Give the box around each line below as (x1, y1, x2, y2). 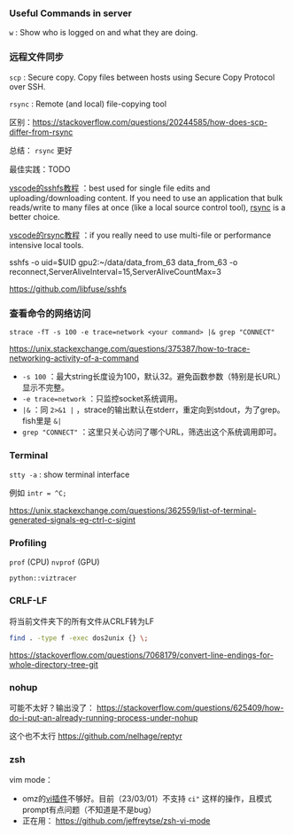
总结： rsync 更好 (9, 144, 73, 155)
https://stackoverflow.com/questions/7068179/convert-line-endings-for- (9, 650, 275, 660)
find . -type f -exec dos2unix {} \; (9, 633, 149, 643)
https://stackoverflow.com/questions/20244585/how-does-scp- (32, 116, 268, 127)
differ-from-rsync (9, 127, 73, 137)
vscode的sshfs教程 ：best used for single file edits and (9, 183, 211, 193)
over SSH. (9, 81, 46, 91)
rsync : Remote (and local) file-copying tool (9, 98, 166, 109)
